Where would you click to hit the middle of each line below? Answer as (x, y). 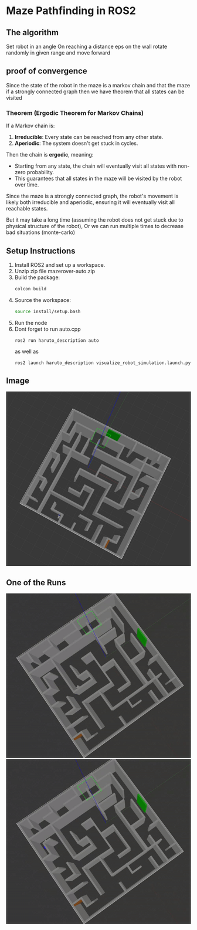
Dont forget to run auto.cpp (47, 329)
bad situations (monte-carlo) (40, 232)
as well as (27, 351)
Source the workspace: (43, 300)
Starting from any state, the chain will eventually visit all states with (96, 166)
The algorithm (32, 33)
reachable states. (27, 209)
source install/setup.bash (47, 311)
